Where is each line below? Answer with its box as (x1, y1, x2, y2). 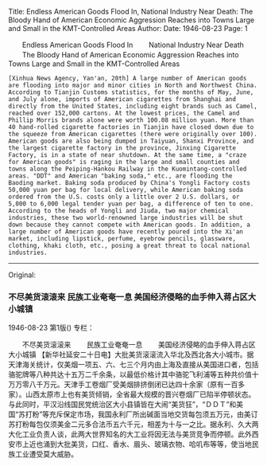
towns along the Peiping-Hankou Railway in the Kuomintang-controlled (8, 165, 247, 173)
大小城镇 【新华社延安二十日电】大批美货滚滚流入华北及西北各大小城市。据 (8, 350, 254, 359)
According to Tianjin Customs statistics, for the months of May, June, (8, 88, 254, 96)
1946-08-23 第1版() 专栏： (8, 323, 95, 333)
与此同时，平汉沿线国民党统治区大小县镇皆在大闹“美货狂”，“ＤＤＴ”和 (8, 400, 237, 409)
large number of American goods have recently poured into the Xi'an (8, 228, 244, 236)
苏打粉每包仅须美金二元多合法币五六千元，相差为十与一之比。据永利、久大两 (8, 420, 259, 429)
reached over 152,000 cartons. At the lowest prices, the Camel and (8, 109, 240, 117)
